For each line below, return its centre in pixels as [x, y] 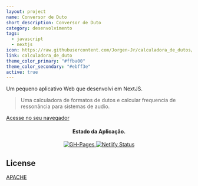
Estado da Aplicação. [99, 131]
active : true [22, 72]
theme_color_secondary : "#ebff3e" [49, 66]
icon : [13, 50]
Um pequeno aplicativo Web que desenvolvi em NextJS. [75, 89]
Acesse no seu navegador [38, 118]
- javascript [27, 39]
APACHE [16, 177]
